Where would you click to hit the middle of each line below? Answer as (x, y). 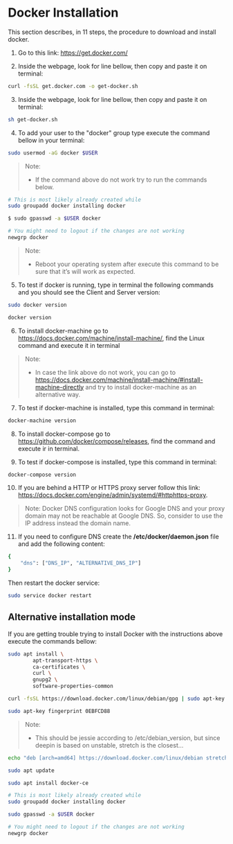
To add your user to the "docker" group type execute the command (114, 132)
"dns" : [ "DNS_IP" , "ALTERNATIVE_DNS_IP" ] (81, 563)
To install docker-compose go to (64, 434)
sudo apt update (31, 771)
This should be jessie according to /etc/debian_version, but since (128, 738)
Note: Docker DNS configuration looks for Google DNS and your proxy (125, 509)
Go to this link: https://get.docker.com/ (73, 53)
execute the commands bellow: (53, 641)
